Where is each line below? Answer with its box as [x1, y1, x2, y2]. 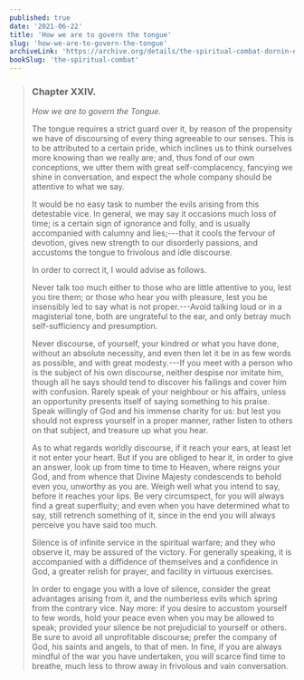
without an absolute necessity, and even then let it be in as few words [31, 348, 291, 359]
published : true [9, 13, 71, 23]
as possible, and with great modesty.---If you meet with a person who [31, 357, 293, 368]
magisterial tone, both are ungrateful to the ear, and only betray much [31, 311, 291, 322]
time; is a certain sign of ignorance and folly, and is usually [31, 219, 251, 229]
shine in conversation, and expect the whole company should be [31, 171, 273, 182]
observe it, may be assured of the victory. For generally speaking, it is [31, 547, 292, 558]
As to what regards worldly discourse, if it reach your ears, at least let [31, 442, 291, 453]
